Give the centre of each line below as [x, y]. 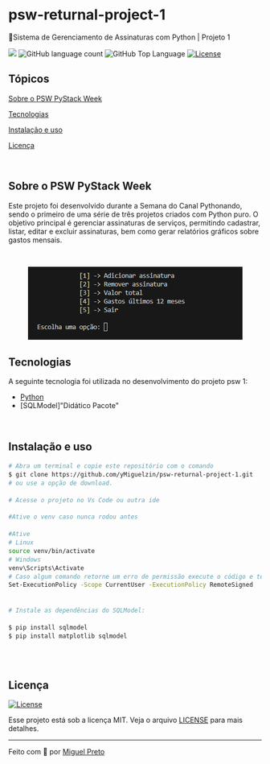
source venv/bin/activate [51, 551]
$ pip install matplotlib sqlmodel [68, 636]
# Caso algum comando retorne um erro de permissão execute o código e [131, 576]
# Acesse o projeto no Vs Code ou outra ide [84, 500]
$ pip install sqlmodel [48, 627]
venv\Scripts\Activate [46, 568]
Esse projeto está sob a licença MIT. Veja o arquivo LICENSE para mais [126, 720]
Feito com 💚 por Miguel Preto [57, 752]
